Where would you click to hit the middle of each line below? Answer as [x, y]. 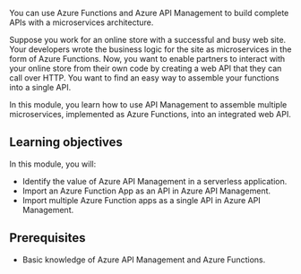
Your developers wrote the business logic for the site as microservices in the [150, 49]
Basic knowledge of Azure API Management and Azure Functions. [144, 260]
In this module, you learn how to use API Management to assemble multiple [148, 105]
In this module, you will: [53, 164]
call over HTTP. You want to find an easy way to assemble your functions [144, 78]
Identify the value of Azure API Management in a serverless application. [155, 181]
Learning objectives [66, 142]
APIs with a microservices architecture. [82, 22]
